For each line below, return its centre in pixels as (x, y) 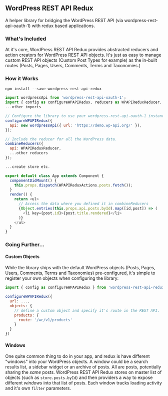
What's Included (26, 39)
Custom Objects (22, 256)
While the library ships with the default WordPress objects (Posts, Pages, (80, 268)
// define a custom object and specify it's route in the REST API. (87, 310)
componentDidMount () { (33, 180)
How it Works (22, 79)
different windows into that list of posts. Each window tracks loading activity (83, 383)
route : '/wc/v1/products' (45, 320)
